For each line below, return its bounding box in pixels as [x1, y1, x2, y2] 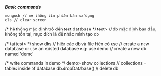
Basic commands [5, 4, 41, 10]
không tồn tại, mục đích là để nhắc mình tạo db [5, 31, 99, 37]
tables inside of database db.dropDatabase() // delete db [5, 65, 119, 71]
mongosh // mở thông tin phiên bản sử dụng [5, 14, 95, 18]
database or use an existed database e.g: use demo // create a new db [5, 46, 146, 51]
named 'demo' [5, 51, 34, 57]
